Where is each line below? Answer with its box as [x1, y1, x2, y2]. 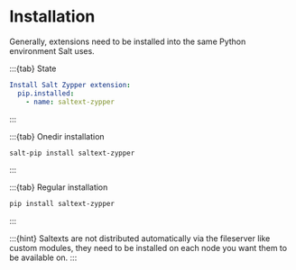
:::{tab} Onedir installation [9, 130, 106, 141]
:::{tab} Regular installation [9, 182, 108, 193]
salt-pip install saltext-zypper [9, 148, 135, 157]
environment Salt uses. [9, 45, 95, 56]
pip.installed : [17, 88, 75, 98]
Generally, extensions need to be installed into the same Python [9, 36, 246, 47]
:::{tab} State [9, 63, 57, 74]
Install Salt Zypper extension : [9, 80, 131, 89]
